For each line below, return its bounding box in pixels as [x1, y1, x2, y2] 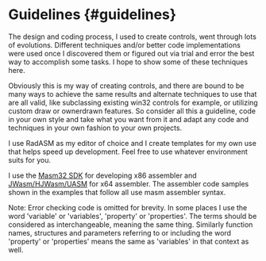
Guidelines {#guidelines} [8, 6, 177, 24]
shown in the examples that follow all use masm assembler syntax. [8, 187, 226, 197]
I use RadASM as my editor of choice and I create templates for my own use [8, 138, 256, 148]
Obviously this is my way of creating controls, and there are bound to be [8, 81, 245, 90]
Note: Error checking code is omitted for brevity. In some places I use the [8, 202, 248, 212]
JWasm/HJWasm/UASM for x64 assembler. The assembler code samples [8, 178, 249, 188]
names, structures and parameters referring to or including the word [8, 228, 232, 237]
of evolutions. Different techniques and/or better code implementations [8, 40, 241, 49]
